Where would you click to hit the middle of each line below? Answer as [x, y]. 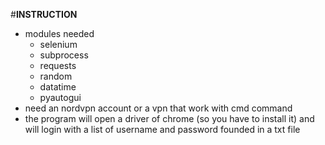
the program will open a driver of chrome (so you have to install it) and [169, 118]
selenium [58, 44]
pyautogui [60, 97]
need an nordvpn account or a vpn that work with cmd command [158, 108]
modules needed [59, 33]
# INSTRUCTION [44, 14]
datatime [58, 87]
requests [58, 65]
